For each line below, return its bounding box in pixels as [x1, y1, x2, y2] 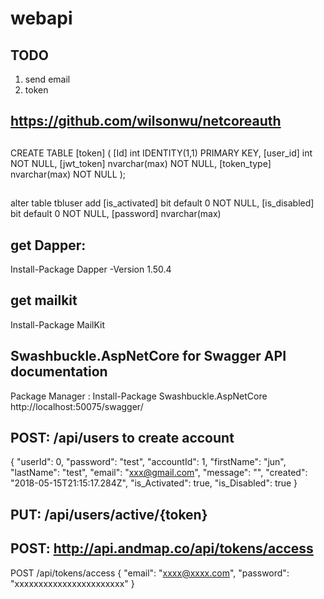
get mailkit [10, 292, 78, 309]
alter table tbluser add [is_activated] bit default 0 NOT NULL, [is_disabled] [10, 197, 315, 209]
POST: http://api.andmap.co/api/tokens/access [10, 540, 314, 557]
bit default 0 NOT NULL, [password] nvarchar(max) [10, 208, 222, 220]
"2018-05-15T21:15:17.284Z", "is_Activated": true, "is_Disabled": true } [10, 477, 298, 489]
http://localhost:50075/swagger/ [10, 400, 144, 412]
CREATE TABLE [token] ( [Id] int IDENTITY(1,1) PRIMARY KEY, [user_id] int [10, 147, 313, 159]
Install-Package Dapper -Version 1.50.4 [10, 263, 172, 275]
